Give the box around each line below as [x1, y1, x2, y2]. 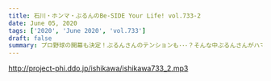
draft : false [8, 34, 52, 43]
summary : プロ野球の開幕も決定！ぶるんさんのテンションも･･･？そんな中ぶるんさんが [8, 42, 254, 50]
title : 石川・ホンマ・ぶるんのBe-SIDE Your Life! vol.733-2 [8, 11, 202, 20]
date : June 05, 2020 [8, 19, 78, 27]
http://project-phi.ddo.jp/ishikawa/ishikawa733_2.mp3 [8, 63, 189, 73]
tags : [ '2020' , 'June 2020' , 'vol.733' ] [8, 26, 147, 34]
